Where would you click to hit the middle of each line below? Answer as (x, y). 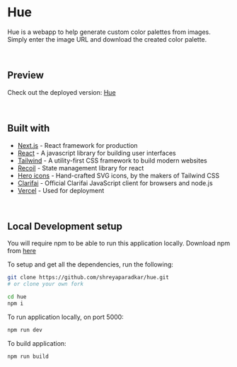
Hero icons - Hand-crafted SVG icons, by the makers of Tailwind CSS (118, 175)
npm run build (28, 356)
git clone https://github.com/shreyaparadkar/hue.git (88, 278)
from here (22, 251)
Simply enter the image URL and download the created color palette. (107, 39)
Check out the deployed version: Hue (62, 92)
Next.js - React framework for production (77, 145)
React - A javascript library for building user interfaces (97, 153)
